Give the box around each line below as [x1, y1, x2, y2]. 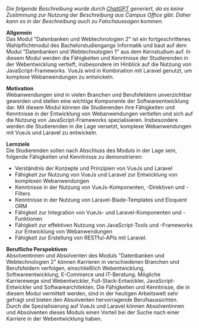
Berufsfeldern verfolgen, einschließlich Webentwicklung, [6, 264, 145, 272]
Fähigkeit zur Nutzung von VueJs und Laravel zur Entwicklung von [14, 171, 178, 178]
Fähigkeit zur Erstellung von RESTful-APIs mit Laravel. [14, 234, 147, 241]
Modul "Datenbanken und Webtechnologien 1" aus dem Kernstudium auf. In [6, 48, 191, 55]
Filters [14, 190, 31, 197]
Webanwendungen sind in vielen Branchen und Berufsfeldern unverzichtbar [6, 92, 192, 98]
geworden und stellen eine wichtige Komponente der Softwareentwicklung [6, 97, 189, 105]
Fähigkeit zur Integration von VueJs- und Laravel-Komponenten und [14, 209, 182, 216]
